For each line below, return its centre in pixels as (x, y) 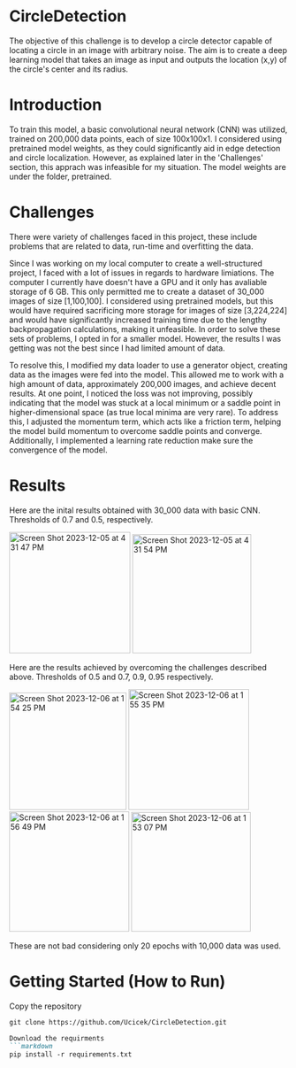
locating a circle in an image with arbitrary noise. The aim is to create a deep (148, 50)
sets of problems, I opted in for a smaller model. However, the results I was (145, 338)
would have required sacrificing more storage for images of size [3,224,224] (148, 310)
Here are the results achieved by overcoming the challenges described (138, 667)
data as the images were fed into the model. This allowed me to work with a (147, 375)
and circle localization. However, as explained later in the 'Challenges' (136, 158)
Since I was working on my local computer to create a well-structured (136, 263)
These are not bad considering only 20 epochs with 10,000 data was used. (145, 946)
